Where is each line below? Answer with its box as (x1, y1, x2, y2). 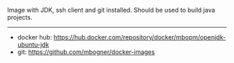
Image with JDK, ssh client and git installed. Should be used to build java (7, 6, 216, 14)
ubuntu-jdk (17, 41, 49, 48)
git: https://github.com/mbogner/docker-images (17, 48, 155, 56)
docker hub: (17, 33, 52, 41)
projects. (7, 13, 33, 21)
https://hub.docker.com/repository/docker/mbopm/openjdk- (53, 33, 226, 41)
